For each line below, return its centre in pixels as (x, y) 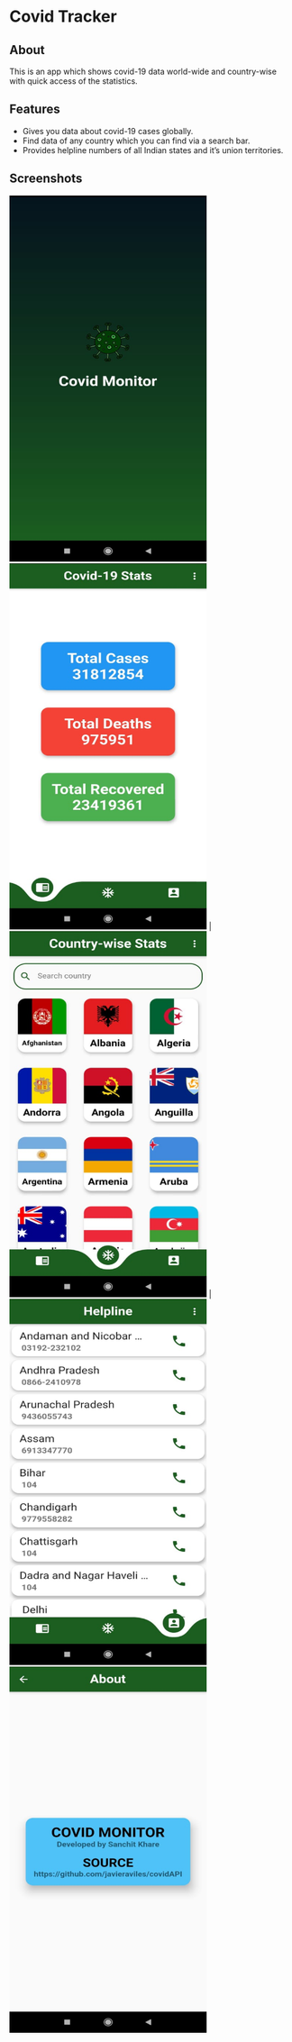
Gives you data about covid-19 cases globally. (108, 131)
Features (35, 109)
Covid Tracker (63, 17)
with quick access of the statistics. (73, 81)
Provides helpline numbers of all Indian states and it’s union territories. (153, 150)
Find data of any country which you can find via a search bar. (136, 141)
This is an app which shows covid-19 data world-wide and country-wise (143, 71)
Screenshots (46, 179)
